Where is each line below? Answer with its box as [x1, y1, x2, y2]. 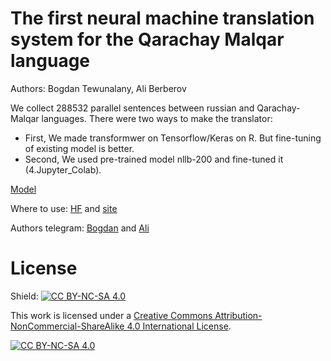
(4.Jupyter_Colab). [24, 163, 102, 176]
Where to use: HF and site [10, 202, 118, 214]
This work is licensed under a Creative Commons [10, 309, 213, 321]
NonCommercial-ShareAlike [10, 320, 125, 332]
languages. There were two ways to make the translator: [41, 112, 273, 124]
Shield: [10, 290, 39, 302]
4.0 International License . [126, 320, 232, 332]
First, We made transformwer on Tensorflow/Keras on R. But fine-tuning [24, 132, 322, 144]
